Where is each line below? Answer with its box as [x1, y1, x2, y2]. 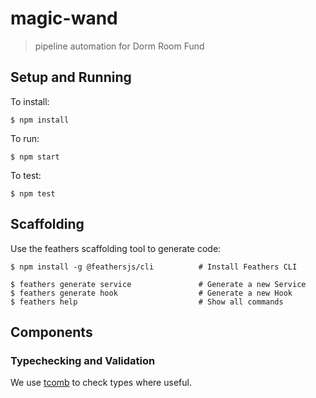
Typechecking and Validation [10, 353, 156, 367]
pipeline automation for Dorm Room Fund [34, 40, 205, 52]
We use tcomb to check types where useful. [10, 377, 192, 389]
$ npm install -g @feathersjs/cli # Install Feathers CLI [10, 262, 298, 272]
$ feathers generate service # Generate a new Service [10, 279, 307, 289]
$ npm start [10, 152, 60, 162]
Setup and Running [10, 69, 132, 86]
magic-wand [10, 7, 118, 30]
